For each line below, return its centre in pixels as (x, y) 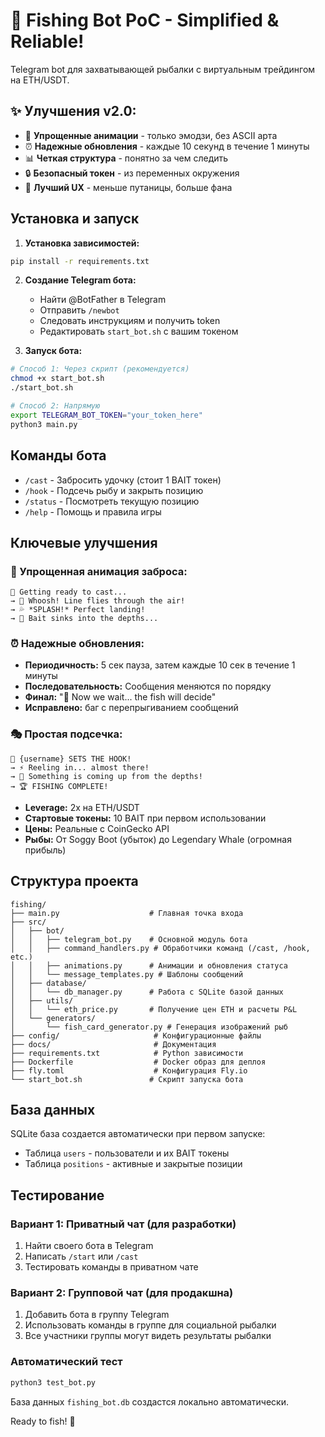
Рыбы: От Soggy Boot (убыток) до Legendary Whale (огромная (158, 839)
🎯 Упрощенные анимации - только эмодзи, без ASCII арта (151, 135)
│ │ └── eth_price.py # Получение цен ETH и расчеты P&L (154, 1009)
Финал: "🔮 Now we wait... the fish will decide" (120, 697)
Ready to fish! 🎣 (43, 1421)
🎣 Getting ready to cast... (69, 592)
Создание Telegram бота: (80, 280)
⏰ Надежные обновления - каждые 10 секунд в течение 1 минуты (167, 146)
